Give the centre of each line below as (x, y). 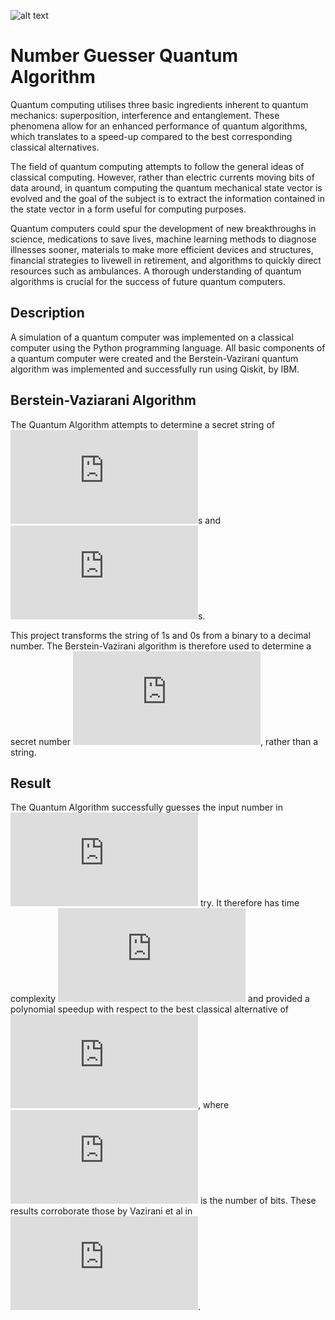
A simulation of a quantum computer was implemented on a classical (152, 337)
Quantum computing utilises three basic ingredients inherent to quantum (159, 104)
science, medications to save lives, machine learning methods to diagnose (163, 239)
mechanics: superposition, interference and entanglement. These (145, 115)
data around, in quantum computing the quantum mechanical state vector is (166, 187)
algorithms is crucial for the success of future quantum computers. (148, 281)
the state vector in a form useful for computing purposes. (128, 209)
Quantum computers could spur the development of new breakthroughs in (163, 228)
